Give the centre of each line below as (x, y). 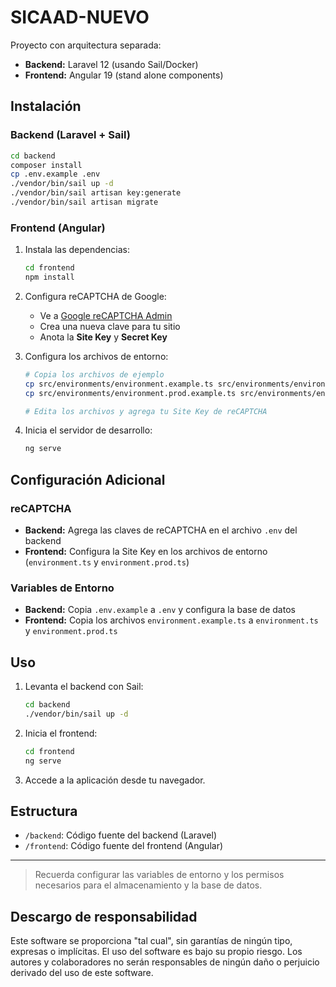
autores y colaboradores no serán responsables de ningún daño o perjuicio (165, 962)
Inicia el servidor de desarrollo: (88, 430)
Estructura (44, 811)
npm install (49, 277)
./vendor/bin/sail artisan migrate (84, 202)
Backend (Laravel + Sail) (70, 135)
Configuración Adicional (88, 479)
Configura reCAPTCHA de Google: (95, 296)
